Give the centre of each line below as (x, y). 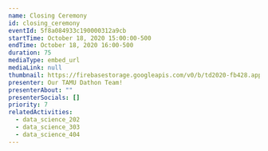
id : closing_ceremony (44, 23)
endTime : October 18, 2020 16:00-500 (71, 46)
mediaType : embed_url (44, 61)
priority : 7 (28, 105)
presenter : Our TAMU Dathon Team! (66, 82)
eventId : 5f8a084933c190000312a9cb (67, 30)
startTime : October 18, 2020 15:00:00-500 (80, 38)
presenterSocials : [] (44, 97)
